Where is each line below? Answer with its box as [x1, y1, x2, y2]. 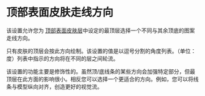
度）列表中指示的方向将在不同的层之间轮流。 [6, 55, 119, 62]
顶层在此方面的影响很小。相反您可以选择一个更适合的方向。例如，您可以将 [6, 75, 193, 83]
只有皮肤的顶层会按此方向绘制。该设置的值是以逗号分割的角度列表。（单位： [6, 47, 196, 55]
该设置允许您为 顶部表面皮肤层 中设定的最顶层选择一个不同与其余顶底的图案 [6, 27, 195, 34]
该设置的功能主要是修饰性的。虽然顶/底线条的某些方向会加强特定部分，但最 [6, 67, 196, 75]
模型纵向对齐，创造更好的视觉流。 [16, 83, 103, 90]
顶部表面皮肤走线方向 [6, 5, 114, 19]
